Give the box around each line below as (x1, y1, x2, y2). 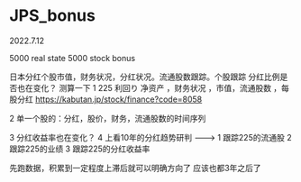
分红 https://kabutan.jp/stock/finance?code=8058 (16, 94, 203, 105)
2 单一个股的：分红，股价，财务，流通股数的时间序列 (9, 113, 206, 123)
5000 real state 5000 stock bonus (9, 52, 136, 63)
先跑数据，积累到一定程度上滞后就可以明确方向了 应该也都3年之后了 (9, 162, 261, 173)
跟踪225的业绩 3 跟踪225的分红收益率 (9, 143, 150, 154)
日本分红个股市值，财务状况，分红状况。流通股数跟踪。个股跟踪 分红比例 (9, 71, 280, 82)
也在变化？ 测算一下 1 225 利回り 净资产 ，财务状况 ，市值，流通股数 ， (16, 82, 282, 93)
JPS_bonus (9, 5, 96, 26)
